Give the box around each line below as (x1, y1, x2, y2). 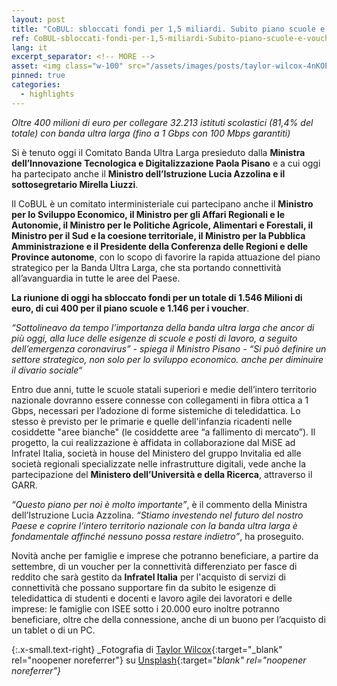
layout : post (11, 14, 66, 25)
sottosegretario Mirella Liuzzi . (11, 178, 139, 190)
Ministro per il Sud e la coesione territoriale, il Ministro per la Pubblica (11, 229, 306, 241)
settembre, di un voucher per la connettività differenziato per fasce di (11, 560, 298, 572)
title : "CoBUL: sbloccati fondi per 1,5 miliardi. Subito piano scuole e (11, 24, 326, 34)
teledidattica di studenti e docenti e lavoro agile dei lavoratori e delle (11, 592, 293, 604)
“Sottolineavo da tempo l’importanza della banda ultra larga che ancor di (11, 321, 315, 333)
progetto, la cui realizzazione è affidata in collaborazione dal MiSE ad (11, 436, 296, 448)
